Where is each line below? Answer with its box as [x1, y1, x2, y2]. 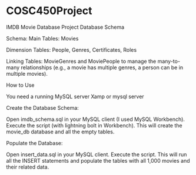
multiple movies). [6, 70, 48, 77]
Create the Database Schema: [6, 104, 79, 111]
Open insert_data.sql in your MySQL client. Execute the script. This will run [6, 151, 187, 158]
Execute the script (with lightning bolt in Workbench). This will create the [6, 122, 182, 129]
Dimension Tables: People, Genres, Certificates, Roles [6, 46, 137, 53]
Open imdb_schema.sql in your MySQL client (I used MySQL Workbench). [6, 116, 185, 123]
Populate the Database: [6, 139, 63, 146]
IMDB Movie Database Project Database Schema [6, 23, 125, 31]
